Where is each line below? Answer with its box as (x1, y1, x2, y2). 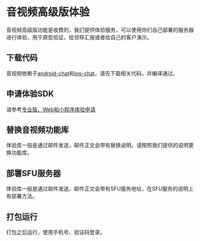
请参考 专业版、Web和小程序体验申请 (6, 105, 96, 113)
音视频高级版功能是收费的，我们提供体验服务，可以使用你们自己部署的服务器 (6, 26, 194, 33)
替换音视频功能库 (6, 124, 69, 134)
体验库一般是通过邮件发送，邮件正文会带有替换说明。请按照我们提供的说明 (6, 142, 189, 149)
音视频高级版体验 (6, 5, 90, 19)
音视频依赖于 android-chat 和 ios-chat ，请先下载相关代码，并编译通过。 (6, 70, 179, 77)
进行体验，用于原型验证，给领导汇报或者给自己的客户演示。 (6, 33, 152, 40)
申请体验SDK (6, 89, 55, 99)
